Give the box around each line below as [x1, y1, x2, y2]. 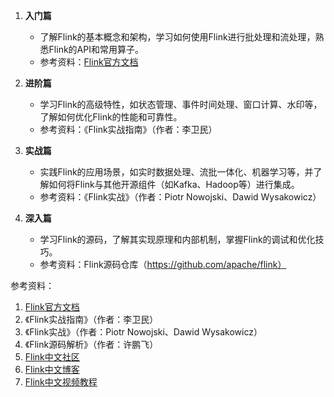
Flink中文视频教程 [24, 376, 98, 388]
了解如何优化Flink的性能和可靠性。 [39, 111, 183, 123]
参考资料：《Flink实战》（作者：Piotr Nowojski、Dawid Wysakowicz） [39, 191, 322, 203]
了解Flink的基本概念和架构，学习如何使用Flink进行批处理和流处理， [39, 31, 316, 43]
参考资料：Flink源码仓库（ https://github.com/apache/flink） [39, 259, 287, 270]
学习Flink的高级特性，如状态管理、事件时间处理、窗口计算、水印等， [39, 99, 323, 110]
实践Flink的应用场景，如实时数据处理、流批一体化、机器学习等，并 [39, 166, 314, 178]
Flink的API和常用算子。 [48, 44, 144, 55]
